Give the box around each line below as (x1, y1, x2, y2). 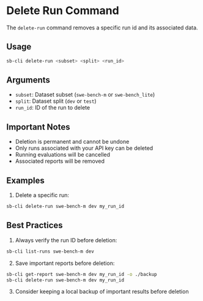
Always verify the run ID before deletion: (15, 236, 117, 243)
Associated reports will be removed (15, 157, 105, 165)
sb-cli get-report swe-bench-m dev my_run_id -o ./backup (6, 271, 157, 277)
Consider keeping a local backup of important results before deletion (15, 288, 189, 295)
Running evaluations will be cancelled (15, 151, 111, 158)
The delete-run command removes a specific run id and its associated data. (6, 24, 198, 31)
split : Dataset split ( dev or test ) (15, 97, 97, 105)
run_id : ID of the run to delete (15, 104, 90, 111)
